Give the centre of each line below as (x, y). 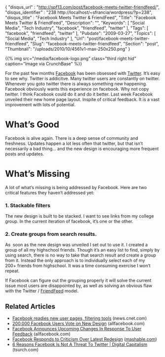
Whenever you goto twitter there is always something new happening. (76, 84)
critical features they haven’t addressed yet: (50, 193)
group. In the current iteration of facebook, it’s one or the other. (69, 222)
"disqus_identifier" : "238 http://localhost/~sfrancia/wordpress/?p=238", (79, 12)
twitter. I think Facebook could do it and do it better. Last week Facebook (79, 94)
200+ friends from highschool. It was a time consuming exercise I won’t (78, 266)
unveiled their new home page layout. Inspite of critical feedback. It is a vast (82, 99)
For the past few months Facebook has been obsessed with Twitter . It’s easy (83, 73)
